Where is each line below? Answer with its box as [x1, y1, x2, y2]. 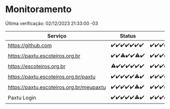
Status [119, 32, 136, 39]
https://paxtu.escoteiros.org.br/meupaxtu [8, 84, 106, 91]
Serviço [47, 32, 67, 39]
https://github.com [8, 42, 52, 49]
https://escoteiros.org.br [8, 63, 66, 70]
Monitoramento [5, 4, 72, 15]
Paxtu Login [8, 94, 36, 101]
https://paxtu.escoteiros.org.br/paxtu [8, 74, 96, 81]
